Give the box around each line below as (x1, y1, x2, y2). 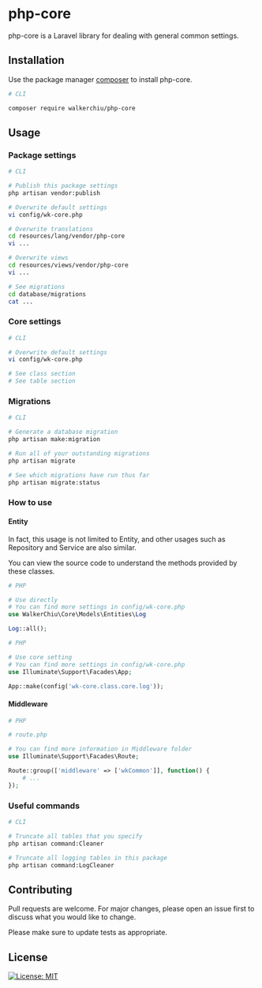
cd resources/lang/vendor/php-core (8, 232, 125, 241)
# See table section (8, 377, 77, 385)
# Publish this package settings (8, 182, 118, 190)
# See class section (8, 370, 77, 378)
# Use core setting (8, 653, 73, 661)
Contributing (8, 883, 73, 896)
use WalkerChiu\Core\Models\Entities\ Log (8, 611, 147, 619)
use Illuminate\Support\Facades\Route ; (8, 753, 140, 761)
